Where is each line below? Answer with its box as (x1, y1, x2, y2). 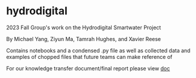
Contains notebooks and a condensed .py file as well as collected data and (6, 46, 191, 54)
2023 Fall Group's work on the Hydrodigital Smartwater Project (6, 24, 161, 31)
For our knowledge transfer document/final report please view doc (6, 64, 170, 72)
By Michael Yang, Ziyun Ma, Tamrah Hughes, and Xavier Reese (6, 35, 161, 42)
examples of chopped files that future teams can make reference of (6, 53, 173, 60)
